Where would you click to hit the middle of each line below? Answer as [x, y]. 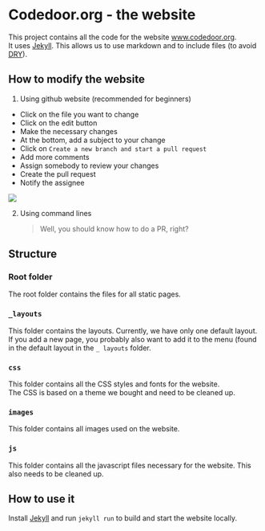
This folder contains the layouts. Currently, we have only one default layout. [133, 330]
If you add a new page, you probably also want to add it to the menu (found [133, 339]
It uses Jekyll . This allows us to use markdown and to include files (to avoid [132, 45]
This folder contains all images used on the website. [94, 429]
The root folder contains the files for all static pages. [95, 294]
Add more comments [54, 157]
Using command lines [56, 213]
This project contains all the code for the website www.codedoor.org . [122, 37]
